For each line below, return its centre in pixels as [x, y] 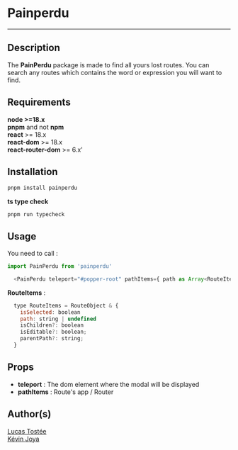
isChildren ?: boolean [52, 325]
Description [34, 48]
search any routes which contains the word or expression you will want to [115, 72]
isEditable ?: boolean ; [53, 332]
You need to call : [33, 254]
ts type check [28, 202]
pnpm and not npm [36, 127]
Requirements [39, 102]
